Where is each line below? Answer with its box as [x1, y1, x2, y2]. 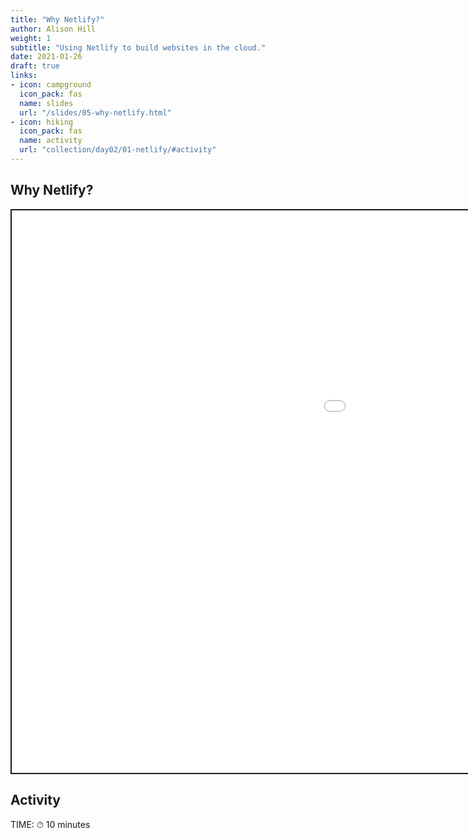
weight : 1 [10, 33, 52, 43]
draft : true [10, 61, 60, 71]
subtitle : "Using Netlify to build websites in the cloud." [10, 42, 267, 53]
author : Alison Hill [10, 24, 97, 34]
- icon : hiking [10, 117, 74, 127]
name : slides [19, 98, 74, 108]
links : [10, 71, 38, 81]
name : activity [19, 136, 83, 146]
